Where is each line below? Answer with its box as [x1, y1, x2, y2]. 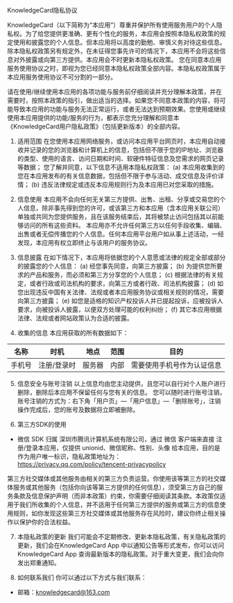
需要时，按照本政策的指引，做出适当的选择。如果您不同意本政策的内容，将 [7, 96, 220, 104]
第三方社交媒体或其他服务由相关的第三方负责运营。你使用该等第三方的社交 [7, 475, 220, 482]
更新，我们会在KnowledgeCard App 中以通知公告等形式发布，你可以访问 [17, 541, 225, 550]
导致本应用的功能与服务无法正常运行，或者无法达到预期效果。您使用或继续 [12, 105, 226, 113]
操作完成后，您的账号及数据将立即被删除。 [17, 405, 139, 414]
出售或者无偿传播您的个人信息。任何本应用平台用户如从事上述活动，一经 [17, 230, 224, 238]
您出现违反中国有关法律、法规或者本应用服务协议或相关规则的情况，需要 [17, 288, 224, 296]
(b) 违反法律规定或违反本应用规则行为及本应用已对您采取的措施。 [31, 180, 218, 189]
